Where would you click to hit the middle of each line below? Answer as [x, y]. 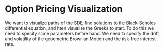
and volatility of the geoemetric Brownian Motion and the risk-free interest [81, 39]
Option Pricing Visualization [64, 9]
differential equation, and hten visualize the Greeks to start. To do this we [80, 28]
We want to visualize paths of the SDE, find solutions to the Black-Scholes [80, 23]
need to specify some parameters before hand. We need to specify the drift [82, 33]
